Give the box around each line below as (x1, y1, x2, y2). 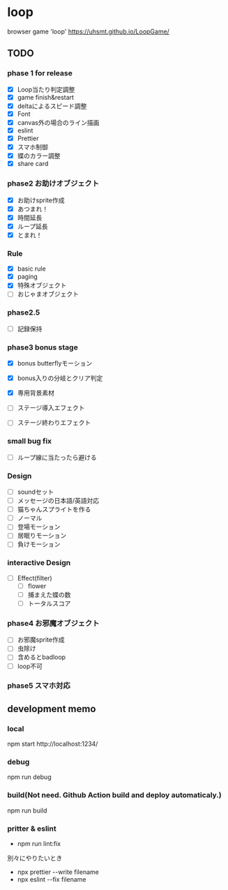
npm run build (7, 806, 47, 815)
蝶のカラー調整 (17, 151, 61, 160)
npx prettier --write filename (17, 868, 99, 876)
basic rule (17, 264, 47, 273)
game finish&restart (17, 93, 75, 101)
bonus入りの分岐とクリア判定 (17, 374, 103, 382)
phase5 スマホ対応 (7, 681, 71, 691)
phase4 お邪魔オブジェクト (7, 618, 100, 628)
